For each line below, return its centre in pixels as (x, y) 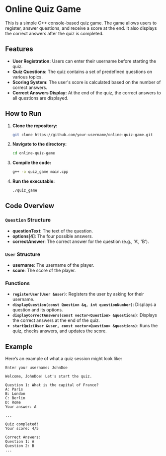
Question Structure (28, 220)
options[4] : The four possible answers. (53, 236)
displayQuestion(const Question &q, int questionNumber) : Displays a (84, 304)
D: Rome (13, 403)
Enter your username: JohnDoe (37, 368)
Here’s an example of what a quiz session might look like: (64, 359)
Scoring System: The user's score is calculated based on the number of (86, 82)
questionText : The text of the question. (53, 231)
